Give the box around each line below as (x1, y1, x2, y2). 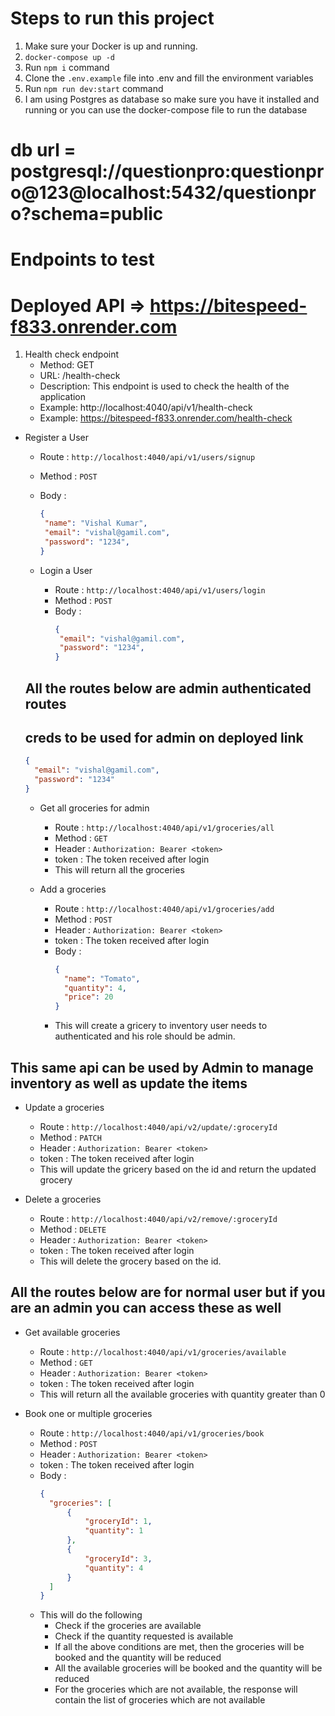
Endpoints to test (10, 248, 155, 271)
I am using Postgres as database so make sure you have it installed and (24, 93, 320, 105)
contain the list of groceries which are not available (54, 1694, 266, 1706)
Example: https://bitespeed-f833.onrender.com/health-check (39, 412, 293, 424)
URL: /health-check (39, 370, 121, 382)
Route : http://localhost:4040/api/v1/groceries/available (39, 1345, 287, 1357)
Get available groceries (24, 1326, 121, 1338)
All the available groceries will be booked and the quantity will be (54, 1662, 323, 1674)
